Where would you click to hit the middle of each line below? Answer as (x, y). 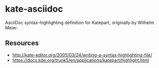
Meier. (12, 27)
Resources (22, 43)
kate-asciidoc (34, 9)
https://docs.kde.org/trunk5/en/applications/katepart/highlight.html (80, 60)
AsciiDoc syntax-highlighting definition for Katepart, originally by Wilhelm (80, 23)
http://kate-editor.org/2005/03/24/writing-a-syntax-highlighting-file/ (82, 55)
